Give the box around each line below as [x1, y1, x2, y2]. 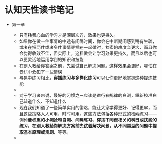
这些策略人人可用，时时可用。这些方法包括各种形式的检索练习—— [23, 111, 157, 117]
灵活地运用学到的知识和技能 [27, 56, 84, 62]
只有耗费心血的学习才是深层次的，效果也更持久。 [19, 32, 118, 38]
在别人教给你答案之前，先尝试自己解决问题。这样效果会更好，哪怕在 [19, 62, 157, 69]
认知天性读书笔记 [4, 4, 74, 16]
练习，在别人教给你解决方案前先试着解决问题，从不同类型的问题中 [19, 123, 153, 129]
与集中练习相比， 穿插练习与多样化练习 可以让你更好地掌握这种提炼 [19, 74, 153, 81]
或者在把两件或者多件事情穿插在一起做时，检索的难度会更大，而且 [19, 44, 153, 50]
